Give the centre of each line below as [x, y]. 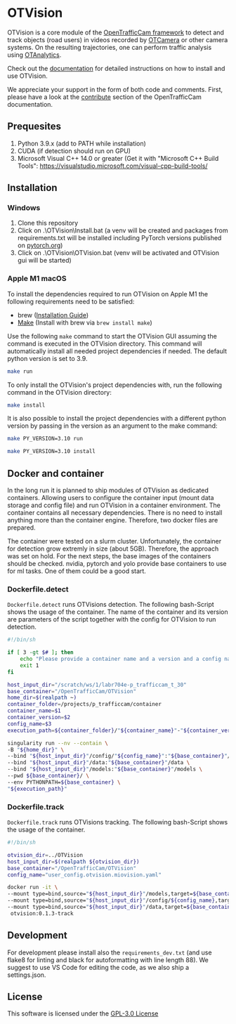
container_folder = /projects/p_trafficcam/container [84, 704]
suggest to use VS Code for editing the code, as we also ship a [98, 967]
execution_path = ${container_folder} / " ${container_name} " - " [96, 730]
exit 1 [29, 665]
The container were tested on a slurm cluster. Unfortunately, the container [114, 541]
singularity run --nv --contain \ [58, 743]
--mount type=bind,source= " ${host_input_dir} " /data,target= [97, 907]
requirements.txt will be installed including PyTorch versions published [119, 238]
